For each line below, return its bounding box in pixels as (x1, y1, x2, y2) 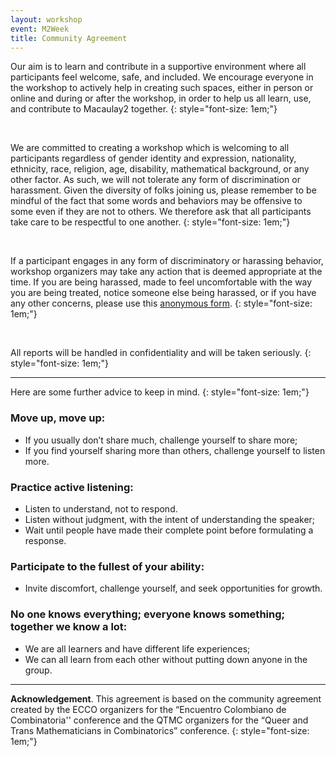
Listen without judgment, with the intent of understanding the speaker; (24, 513, 316, 525)
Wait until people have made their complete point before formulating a (24, 524, 314, 536)
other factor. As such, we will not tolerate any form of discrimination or (10, 174, 301, 186)
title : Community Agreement (10, 33, 128, 43)
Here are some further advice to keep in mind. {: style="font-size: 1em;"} (10, 386, 310, 398)
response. (24, 534, 67, 546)
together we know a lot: (10, 620, 128, 634)
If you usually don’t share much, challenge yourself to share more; (24, 434, 298, 446)
